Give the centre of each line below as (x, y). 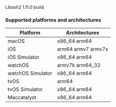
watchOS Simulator (30, 73)
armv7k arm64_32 (79, 65)
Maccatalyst (22, 98)
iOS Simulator (24, 57)
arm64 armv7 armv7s (82, 49)
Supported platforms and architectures (53, 20)
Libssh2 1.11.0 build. (25, 7)
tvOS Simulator (25, 90)
